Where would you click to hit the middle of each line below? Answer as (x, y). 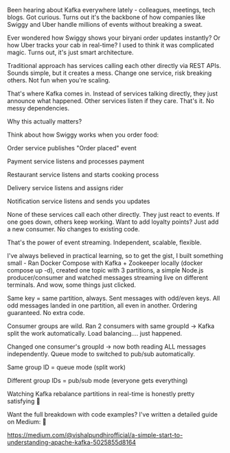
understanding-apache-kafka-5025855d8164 (71, 442)
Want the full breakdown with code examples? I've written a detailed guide (113, 414)
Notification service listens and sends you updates (79, 201)
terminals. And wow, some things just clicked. (71, 285)
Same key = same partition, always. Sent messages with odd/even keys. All (114, 298)
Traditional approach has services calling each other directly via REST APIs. (114, 66)
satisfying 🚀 (24, 401)
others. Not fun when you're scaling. (59, 80)
